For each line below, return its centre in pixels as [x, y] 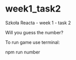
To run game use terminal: [32, 42]
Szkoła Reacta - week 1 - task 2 [38, 23]
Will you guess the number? [34, 32]
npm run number [23, 52]
